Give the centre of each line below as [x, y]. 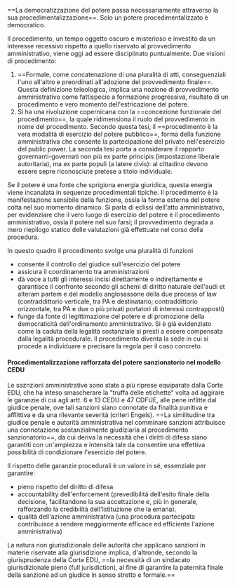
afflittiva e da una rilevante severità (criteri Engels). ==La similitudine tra [111, 415]
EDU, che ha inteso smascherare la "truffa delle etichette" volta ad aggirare [116, 393]
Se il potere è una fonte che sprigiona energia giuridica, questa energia [110, 185]
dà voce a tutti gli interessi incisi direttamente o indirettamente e [110, 279]
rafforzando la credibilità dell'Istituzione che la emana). [97, 509]
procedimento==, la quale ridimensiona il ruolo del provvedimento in [116, 119]
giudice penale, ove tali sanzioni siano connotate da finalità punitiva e [108, 408]
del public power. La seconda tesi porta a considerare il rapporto [111, 149]
